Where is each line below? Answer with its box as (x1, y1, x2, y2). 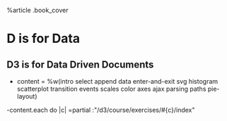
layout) (16, 92, 37, 101)
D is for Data (6, 31, 81, 46)
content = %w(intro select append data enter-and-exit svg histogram (16, 77, 219, 85)
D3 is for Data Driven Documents (6, 58, 154, 70)
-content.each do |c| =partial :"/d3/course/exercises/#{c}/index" (6, 106, 195, 114)
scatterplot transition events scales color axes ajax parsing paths (16, 84, 206, 93)
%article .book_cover (6, 6, 69, 14)
